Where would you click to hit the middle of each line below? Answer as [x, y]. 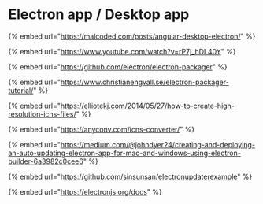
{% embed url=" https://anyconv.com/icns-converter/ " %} [102, 129]
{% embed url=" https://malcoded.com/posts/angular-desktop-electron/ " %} [132, 36]
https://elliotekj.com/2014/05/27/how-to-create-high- [147, 106]
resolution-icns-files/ [42, 114]
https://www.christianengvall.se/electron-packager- [145, 82]
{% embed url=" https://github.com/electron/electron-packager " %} [118, 67]
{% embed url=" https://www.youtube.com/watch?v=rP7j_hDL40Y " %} [122, 51]
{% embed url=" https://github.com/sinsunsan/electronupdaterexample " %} [130, 176]
